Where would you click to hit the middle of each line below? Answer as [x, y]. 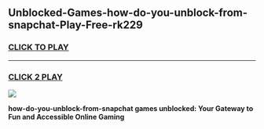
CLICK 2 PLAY [35, 77]
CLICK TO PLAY [38, 48]
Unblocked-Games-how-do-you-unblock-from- [128, 13]
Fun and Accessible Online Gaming [66, 116]
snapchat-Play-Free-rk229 [75, 25]
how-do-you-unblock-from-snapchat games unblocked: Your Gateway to [131, 108]
